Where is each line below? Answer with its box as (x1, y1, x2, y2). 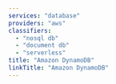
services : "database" (8, 11, 81, 20)
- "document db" (15, 42, 70, 50)
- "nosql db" (15, 34, 59, 42)
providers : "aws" (8, 19, 66, 27)
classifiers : (8, 26, 52, 34)
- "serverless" (15, 49, 66, 57)
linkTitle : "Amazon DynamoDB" (8, 64, 110, 72)
